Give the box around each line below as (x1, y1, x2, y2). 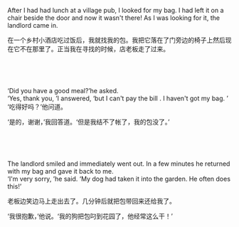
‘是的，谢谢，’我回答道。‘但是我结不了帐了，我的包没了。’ (7, 117, 170, 126)
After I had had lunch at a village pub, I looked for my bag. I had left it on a (7, 6, 224, 14)
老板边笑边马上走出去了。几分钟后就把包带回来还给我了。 (7, 197, 176, 205)
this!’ (7, 182, 22, 191)
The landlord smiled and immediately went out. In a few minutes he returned (7, 159, 230, 168)
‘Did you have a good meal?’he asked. (7, 87, 119, 95)
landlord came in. (7, 21, 58, 29)
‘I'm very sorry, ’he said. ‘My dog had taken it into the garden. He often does (7, 174, 231, 183)
